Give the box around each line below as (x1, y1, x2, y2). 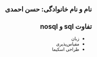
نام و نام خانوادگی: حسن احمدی (4, 5, 92, 14)
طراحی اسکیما (52, 46, 79, 52)
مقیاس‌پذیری (56, 41, 79, 47)
